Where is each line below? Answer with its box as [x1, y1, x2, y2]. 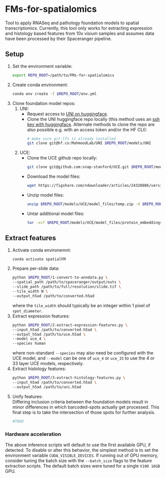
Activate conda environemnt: [12, 247, 72, 253]
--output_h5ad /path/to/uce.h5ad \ [12, 332, 86, 337]
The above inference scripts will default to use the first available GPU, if [5, 442, 151, 448]
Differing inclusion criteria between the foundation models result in [12, 399, 148, 405]
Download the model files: [27, 173, 81, 179]
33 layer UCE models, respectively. [12, 361, 84, 367]
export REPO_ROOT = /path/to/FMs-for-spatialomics [12, 73, 115, 78]
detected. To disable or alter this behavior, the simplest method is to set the [5, 447, 159, 453]
